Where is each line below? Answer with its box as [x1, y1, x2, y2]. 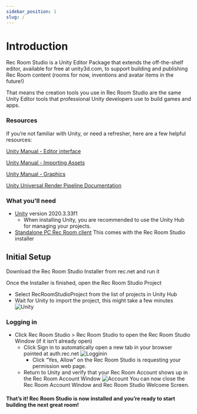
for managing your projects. [23, 222, 91, 230]
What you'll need [6, 196, 56, 205]
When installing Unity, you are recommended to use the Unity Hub [23, 216, 185, 224]
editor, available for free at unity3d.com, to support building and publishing [6, 65, 188, 73]
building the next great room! [6, 401, 79, 408]
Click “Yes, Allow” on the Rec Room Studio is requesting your [32, 356, 181, 363]
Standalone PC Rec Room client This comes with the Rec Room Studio [14, 229, 186, 236]
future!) [6, 78, 25, 85]
